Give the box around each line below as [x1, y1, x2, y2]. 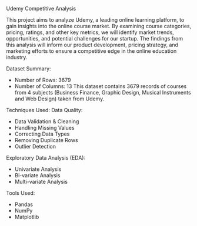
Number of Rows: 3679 [14, 76, 71, 83]
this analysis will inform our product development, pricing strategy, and [6, 41, 178, 48]
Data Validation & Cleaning [14, 118, 79, 125]
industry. [6, 54, 28, 60]
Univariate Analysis [14, 166, 62, 173]
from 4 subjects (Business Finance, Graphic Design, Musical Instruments [14, 89, 191, 96]
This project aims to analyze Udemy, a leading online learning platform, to [6, 16, 185, 23]
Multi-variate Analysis [14, 178, 68, 185]
